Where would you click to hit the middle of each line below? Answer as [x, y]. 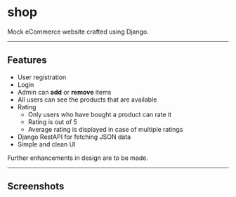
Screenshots [36, 186]
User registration [42, 77]
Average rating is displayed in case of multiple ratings [105, 129]
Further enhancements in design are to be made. [78, 158]
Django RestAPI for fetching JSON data [74, 137]
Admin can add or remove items [64, 92]
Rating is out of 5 [52, 122]
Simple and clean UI [46, 144]
